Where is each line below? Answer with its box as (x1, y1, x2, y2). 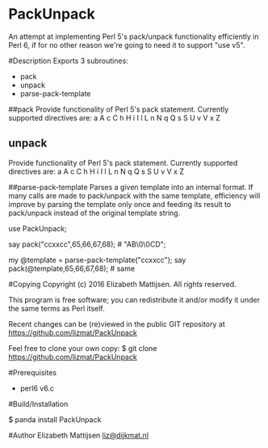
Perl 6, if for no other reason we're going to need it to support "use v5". (8, 40, 245, 49)
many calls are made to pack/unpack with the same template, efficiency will (8, 191, 261, 201)
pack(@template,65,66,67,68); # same (8, 264, 136, 273)
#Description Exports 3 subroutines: (8, 56, 129, 66)
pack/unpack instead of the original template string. (8, 208, 181, 218)
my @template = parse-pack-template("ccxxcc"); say (8, 255, 186, 264)
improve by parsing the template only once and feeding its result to (8, 199, 232, 209)
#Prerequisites (8, 367, 57, 377)
